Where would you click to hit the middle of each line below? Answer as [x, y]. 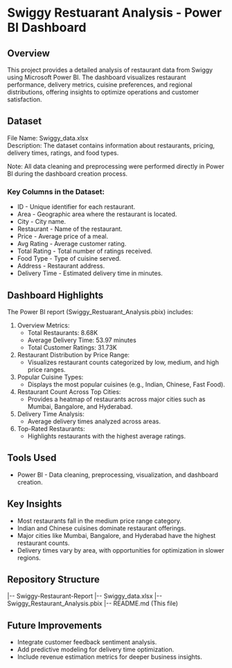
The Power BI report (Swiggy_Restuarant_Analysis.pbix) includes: [100, 311]
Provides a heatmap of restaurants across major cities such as [116, 399]
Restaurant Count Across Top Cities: [69, 391]
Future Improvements [55, 625]
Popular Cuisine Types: [50, 377]
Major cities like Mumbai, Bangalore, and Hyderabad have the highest [116, 535]
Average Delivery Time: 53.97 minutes [82, 340]
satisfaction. [25, 99]
